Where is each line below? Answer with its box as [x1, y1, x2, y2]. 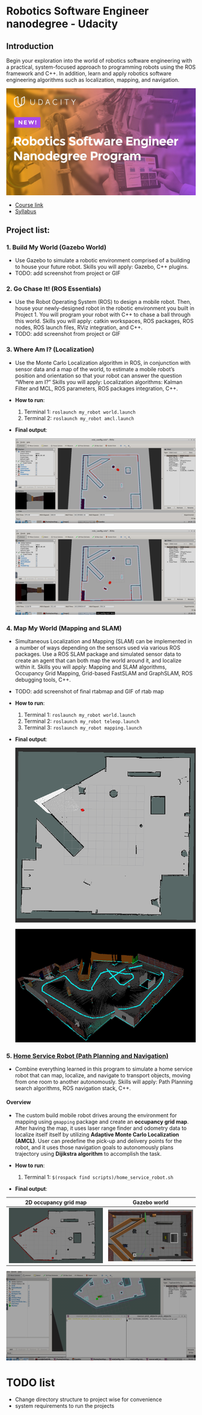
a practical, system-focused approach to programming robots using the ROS [6, 63, 196, 71]
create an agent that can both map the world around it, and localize [14, 657, 182, 664]
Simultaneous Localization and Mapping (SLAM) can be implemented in [14, 638, 192, 645]
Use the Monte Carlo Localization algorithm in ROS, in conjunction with [14, 359, 191, 366]
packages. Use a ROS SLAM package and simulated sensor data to [14, 651, 182, 658]
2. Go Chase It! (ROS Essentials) [6, 285, 102, 293]
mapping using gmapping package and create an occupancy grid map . [14, 1118, 189, 1126]
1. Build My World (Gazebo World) [6, 243, 107, 251]
